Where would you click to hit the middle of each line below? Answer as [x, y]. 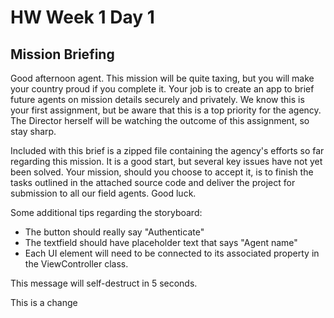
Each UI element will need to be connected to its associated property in [172, 253]
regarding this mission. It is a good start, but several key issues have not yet [166, 161]
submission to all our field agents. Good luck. [103, 193]
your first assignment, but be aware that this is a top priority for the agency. [166, 110]
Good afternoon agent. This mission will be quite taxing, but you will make [162, 78]
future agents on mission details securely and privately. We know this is [157, 99]
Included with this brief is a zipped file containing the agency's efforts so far [167, 150]
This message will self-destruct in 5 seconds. [104, 283]
